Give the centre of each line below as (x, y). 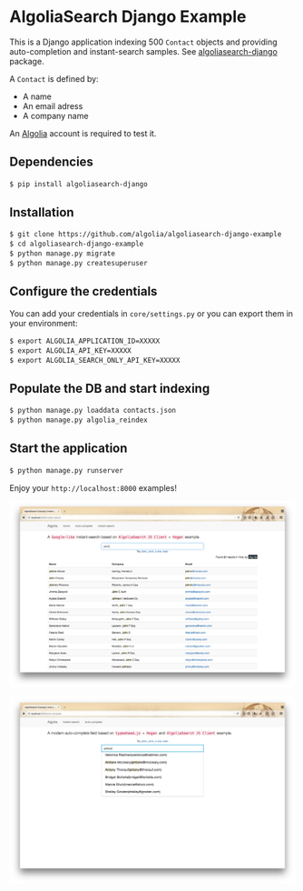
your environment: (44, 323)
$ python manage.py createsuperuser (78, 264)
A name (37, 96)
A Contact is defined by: (54, 78)
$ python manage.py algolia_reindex (78, 420)
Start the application (68, 449)
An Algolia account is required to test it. (83, 133)
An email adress (53, 105)
